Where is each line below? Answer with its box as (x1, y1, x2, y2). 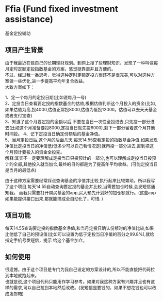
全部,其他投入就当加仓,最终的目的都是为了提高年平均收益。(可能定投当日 (13, 161, 158, 167)
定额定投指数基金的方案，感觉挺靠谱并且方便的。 (17, 66, 115, 71)
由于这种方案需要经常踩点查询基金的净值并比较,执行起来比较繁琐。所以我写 (5, 177, 155, 183)
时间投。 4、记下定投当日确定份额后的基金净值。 (5, 131, 103, 136)
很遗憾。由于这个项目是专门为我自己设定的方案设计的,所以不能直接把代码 (5, 267, 151, 272)
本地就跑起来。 (9, 273, 39, 279)
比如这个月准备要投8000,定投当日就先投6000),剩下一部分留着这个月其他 (11, 125, 155, 131)
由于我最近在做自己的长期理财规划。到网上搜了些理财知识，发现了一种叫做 (5, 60, 154, 66)
